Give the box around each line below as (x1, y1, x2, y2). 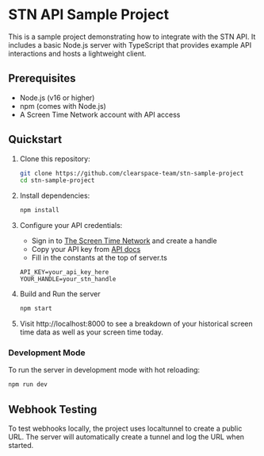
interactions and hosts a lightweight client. (8, 48, 147, 58)
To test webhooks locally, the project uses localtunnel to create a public (8, 423, 243, 434)
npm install (19, 207, 59, 214)
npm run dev (8, 381, 48, 388)
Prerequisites (8, 71, 76, 85)
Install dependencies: (19, 191, 90, 200)
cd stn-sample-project (19, 176, 95, 184)
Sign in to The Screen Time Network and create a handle (31, 236, 217, 245)
